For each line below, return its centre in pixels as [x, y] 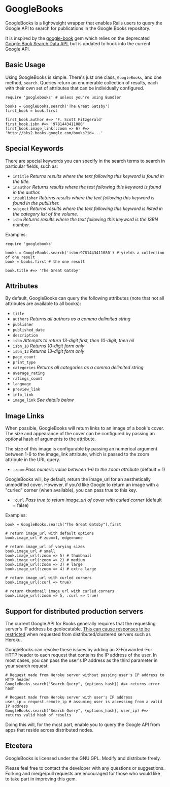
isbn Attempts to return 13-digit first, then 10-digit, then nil [73, 341]
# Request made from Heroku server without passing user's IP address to [85, 675]
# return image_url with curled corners [49, 578]
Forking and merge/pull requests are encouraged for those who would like [83, 773]
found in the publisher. [36, 203]
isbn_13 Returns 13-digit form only [48, 351]
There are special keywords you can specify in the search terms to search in [85, 161]
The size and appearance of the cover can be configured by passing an [80, 434]
